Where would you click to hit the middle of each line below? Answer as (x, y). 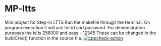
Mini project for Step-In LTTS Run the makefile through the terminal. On (77, 22)
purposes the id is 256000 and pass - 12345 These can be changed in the (80, 33)
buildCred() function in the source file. (44, 38)
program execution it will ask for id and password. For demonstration (75, 27)
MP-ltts (20, 9)
